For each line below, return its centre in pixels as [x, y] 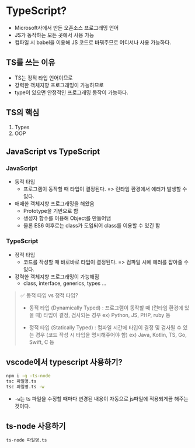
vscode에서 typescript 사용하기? [64, 362]
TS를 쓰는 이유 [31, 63]
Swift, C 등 [41, 342]
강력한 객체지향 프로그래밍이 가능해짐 [57, 277]
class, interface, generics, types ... [65, 283]
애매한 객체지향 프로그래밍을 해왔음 [54, 204]
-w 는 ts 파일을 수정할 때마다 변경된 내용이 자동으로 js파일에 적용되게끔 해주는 [101, 398]
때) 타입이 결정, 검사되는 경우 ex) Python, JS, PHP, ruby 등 [103, 315]
